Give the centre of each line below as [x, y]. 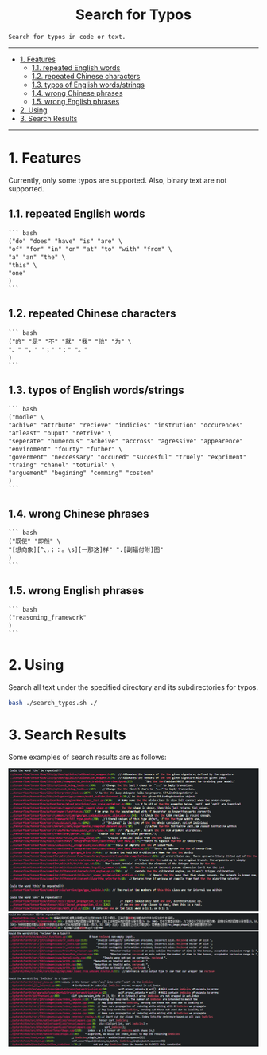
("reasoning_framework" [48, 617]
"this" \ [23, 265]
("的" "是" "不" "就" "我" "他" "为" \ [70, 341]
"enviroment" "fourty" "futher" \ [66, 449]
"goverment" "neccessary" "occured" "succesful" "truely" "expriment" [128, 457]
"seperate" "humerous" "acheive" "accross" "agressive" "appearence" [126, 441]
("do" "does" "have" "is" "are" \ [66, 241]
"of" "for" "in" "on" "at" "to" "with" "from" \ [90, 249]
